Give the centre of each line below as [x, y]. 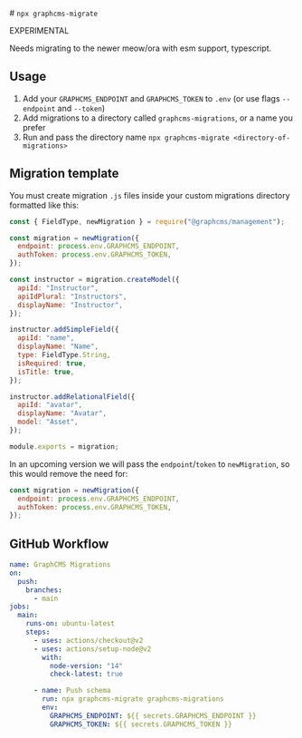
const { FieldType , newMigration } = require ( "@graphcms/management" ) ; [147, 221]
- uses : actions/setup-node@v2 [92, 649]
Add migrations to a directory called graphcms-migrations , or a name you [158, 118]
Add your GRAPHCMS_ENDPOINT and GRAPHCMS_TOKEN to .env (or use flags [151, 98]
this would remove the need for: [69, 473]
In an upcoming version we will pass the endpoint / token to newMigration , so [150, 464]
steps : [38, 632]
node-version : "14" [86, 665]
